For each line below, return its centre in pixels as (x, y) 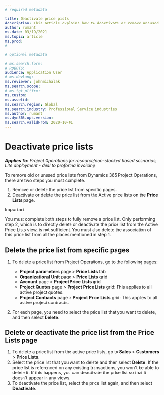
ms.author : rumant (24, 114)
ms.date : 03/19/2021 (26, 32)
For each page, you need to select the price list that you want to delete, (84, 312)
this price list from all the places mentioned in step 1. (58, 234)
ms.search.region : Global (31, 104)
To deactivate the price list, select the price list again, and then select (82, 383)
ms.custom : (16, 95)
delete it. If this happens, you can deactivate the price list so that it (79, 373)
